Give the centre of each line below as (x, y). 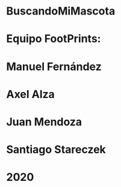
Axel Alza (31, 94)
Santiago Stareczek (56, 150)
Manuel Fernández (54, 66)
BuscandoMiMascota (61, 11)
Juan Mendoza (44, 122)
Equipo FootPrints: (54, 39)
